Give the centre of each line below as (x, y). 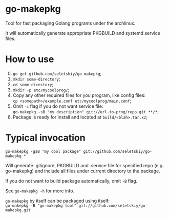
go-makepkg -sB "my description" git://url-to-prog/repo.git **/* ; (86, 111)
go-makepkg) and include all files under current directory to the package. (83, 171)
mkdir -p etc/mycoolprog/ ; (41, 90)
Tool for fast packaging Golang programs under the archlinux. (70, 23)
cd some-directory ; (33, 84)
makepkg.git (18, 210)
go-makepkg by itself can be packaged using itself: (58, 201)
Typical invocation (45, 138)
